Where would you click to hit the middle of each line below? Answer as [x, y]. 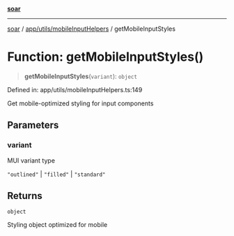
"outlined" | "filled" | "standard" [56, 174]
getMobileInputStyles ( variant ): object [81, 76]
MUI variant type [31, 160]
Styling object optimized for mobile [57, 225]
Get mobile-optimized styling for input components [80, 103]
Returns [25, 196]
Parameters [33, 125]
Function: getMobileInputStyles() [106, 57]
